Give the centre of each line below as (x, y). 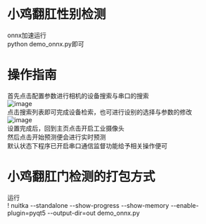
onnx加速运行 (27, 35)
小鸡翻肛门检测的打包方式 (82, 177)
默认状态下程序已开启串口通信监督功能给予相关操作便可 (87, 145)
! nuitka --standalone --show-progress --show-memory (88, 205)
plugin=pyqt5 (27, 213)
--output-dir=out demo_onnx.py (94, 213)
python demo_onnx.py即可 (46, 44)
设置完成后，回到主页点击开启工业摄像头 (66, 128)
